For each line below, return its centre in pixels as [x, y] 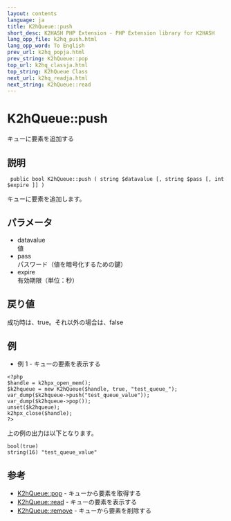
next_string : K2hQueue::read [49, 85]
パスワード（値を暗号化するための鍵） [72, 264]
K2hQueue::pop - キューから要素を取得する [79, 493]
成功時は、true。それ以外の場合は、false [65, 322]
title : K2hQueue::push [40, 26]
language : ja [26, 20]
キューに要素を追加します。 [46, 199]
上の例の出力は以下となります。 [53, 433]
